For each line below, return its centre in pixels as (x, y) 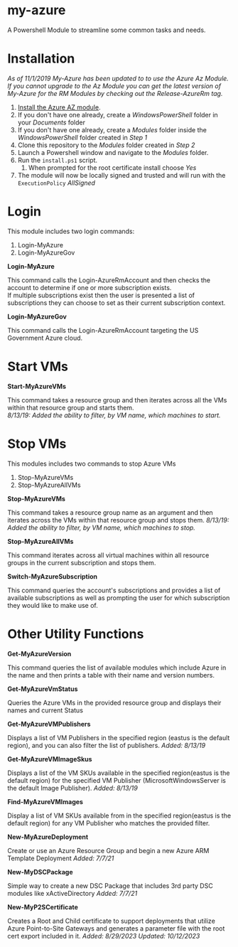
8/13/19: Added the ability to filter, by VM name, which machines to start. (114, 415)
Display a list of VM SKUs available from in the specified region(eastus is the (119, 815)
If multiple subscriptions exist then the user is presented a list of (101, 295)
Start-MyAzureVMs (37, 386)
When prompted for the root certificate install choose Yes (112, 167)
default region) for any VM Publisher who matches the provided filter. (109, 823)
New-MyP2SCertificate (43, 907)
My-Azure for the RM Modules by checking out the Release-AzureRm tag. (115, 93)
